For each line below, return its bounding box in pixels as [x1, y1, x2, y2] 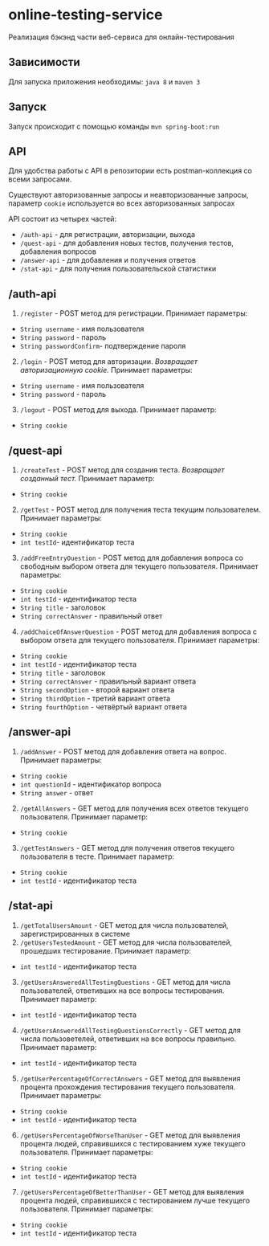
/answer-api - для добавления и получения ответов [19, 255, 197, 265]
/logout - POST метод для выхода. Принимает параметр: [19, 405, 217, 415]
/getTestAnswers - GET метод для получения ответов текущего [19, 843, 235, 852]
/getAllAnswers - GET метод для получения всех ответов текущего [19, 803, 249, 813]
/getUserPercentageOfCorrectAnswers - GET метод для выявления [19, 1073, 241, 1083]
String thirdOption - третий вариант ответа [19, 693, 171, 703]
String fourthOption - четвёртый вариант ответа [19, 702, 187, 712]
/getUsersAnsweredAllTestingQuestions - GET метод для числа [19, 977, 231, 987]
